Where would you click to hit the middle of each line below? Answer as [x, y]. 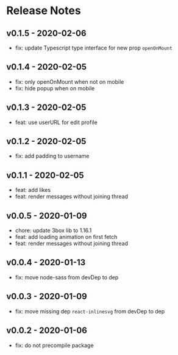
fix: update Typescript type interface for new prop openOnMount [94, 48]
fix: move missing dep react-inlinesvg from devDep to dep [90, 311]
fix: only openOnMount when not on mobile [69, 82]
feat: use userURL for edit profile [56, 122]
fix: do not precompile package [54, 345]
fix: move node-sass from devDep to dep [67, 277]
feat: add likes [33, 190]
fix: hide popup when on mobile [55, 88]
